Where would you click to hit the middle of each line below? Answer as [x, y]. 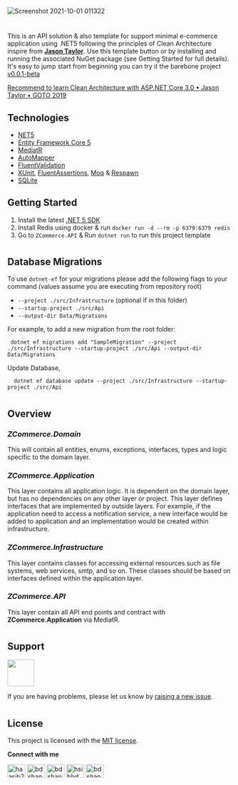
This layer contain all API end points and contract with [87, 612]
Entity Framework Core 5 [54, 142]
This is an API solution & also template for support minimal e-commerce [113, 36]
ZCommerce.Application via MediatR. [63, 620]
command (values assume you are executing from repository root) [104, 287]
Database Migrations [55, 262]
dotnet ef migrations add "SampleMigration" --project [93, 342]
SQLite [27, 180]
